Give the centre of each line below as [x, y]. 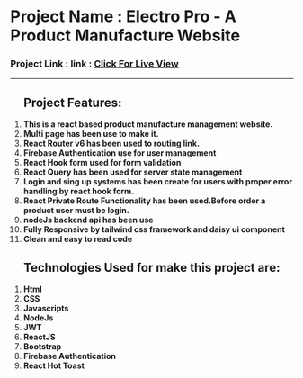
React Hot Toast [53, 365]
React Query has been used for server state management [133, 172]
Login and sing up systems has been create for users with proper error [158, 182]
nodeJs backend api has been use [88, 220]
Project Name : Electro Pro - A [123, 17]
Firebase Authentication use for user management [120, 153]
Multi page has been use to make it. [91, 134]
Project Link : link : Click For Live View [94, 64]
